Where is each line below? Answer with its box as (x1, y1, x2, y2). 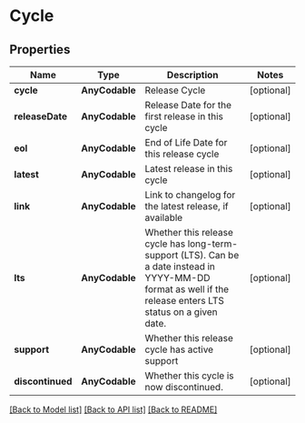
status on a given (144, 306, 218, 318)
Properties (9, 42, 71, 57)
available (144, 211, 183, 224)
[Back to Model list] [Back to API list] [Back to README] (9, 404, 218, 415)
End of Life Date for (144, 136, 228, 148)
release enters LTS (144, 295, 225, 307)
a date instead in (144, 260, 216, 273)
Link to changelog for (144, 188, 236, 201)
